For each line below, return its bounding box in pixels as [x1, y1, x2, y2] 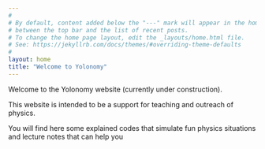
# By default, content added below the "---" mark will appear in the [8, 19, 245, 27]
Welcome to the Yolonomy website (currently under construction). [8, 84, 223, 94]
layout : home [8, 56, 51, 64]
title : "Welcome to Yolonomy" [8, 63, 108, 71]
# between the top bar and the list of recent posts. [8, 26, 189, 34]
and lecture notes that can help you [8, 132, 124, 141]
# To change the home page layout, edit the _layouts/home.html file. [8, 33, 245, 42]
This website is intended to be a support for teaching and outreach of [8, 99, 234, 109]
